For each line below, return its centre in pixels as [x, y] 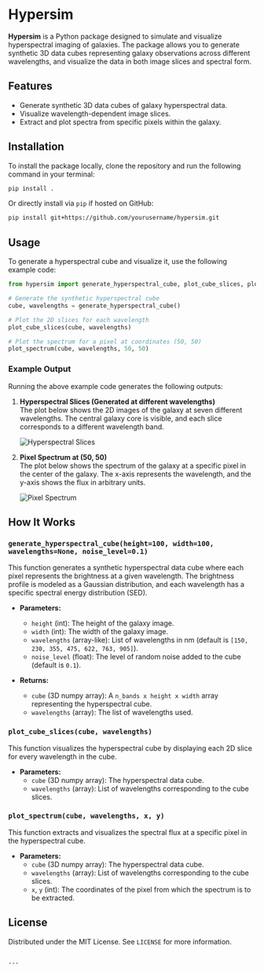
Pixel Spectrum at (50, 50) [63, 457]
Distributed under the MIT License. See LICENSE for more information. [120, 941]
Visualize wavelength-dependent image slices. [95, 113]
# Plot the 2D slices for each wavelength [79, 320]
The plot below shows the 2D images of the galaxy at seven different [131, 410]
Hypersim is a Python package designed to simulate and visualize [115, 36]
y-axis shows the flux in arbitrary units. [82, 482]
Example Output [40, 369]
